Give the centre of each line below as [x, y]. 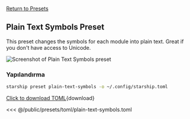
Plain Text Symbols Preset [55, 27]
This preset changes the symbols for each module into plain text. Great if [95, 41]
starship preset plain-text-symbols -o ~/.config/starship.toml [87, 87]
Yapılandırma [26, 75]
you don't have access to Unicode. [49, 47]
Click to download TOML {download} [50, 98]
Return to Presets [27, 9]
